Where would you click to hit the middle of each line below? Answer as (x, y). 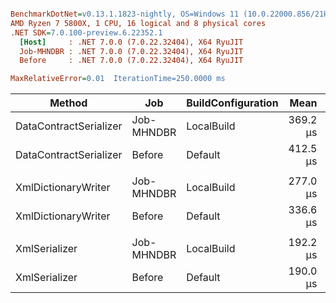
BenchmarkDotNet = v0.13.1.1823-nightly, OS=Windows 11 (125, 14)
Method (68, 103)
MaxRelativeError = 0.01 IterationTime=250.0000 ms (118, 79)
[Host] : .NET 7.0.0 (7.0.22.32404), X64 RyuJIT (131, 42)
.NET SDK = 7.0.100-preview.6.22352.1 (86, 32)
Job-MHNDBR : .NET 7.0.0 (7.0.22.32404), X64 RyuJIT (131, 51)
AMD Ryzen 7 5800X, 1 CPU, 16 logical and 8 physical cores (138, 23)
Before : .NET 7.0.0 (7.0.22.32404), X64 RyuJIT (131, 61)
